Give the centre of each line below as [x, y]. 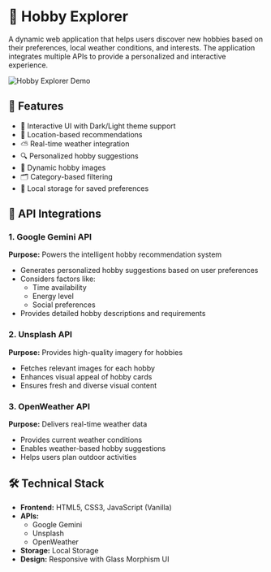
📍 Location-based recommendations [81, 134]
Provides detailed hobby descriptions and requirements [113, 314]
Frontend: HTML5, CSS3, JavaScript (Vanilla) [96, 507]
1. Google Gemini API [50, 237]
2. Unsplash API [41, 335]
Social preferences [64, 305]
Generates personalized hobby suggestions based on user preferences [139, 271]
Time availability [59, 288]
